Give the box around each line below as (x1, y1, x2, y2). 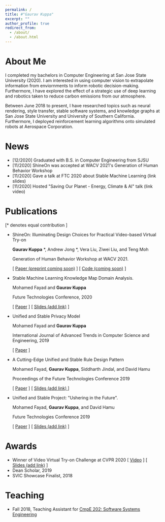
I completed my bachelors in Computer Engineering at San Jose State (5, 72, 147, 78)
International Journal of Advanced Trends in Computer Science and (12, 332, 150, 338)
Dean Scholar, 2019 (12, 467, 52, 473)
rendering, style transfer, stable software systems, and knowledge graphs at (5, 108, 160, 114)
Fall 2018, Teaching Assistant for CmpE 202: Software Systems (12, 506, 140, 512)
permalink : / (5, 7, 32, 12)
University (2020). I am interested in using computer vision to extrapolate (5, 77, 154, 83)
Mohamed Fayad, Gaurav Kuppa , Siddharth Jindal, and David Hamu (12, 366, 150, 372)
